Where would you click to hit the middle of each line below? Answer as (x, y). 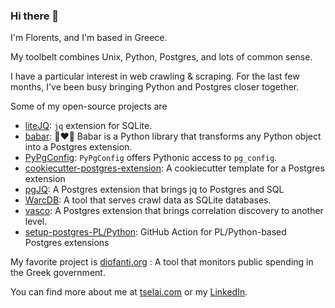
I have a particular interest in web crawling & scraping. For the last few (155, 76)
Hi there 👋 (35, 16)
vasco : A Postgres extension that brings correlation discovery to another (174, 211)
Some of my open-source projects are (89, 106)
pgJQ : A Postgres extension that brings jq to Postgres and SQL (154, 190)
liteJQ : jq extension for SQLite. (88, 126)
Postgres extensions (67, 243)
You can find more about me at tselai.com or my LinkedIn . (129, 292)
